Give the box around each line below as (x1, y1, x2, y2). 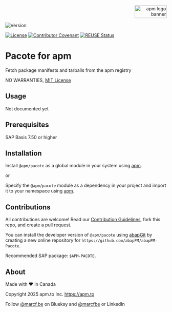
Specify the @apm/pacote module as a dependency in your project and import (5, 182, 166, 189)
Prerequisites (5, 121, 49, 129)
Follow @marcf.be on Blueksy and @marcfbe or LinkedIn (5, 301, 125, 307)
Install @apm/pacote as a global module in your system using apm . (5, 163, 142, 169)
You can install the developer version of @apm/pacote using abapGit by (5, 232, 153, 238)
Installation (5, 149, 42, 158)
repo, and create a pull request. (5, 222, 72, 228)
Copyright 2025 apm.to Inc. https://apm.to (5, 291, 95, 297)
